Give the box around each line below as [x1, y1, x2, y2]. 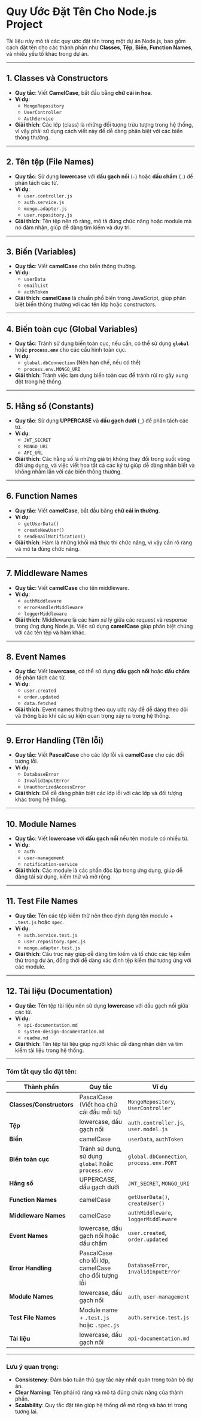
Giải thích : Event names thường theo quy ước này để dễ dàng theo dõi [14, 706, 188, 713]
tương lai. [14, 1408, 38, 1415]
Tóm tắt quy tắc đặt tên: [6, 1067, 77, 1075]
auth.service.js [23, 199, 65, 205]
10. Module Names [6, 819, 77, 829]
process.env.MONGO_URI [23, 367, 81, 373]
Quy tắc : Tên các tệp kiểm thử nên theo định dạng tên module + [14, 912, 173, 919]
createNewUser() [23, 527, 65, 533]
